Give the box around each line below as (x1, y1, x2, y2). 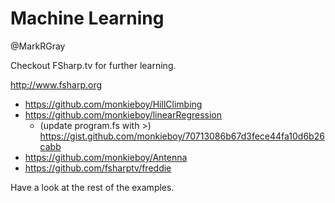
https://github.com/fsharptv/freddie (24, 162, 172, 174)
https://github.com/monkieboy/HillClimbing (24, 98, 203, 110)
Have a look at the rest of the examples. (10, 181, 175, 193)
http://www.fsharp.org (10, 78, 103, 91)
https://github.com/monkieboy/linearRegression (24, 108, 223, 121)
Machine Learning (10, 7, 165, 30)
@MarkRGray (10, 40, 66, 52)
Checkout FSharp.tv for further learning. (10, 59, 177, 71)
